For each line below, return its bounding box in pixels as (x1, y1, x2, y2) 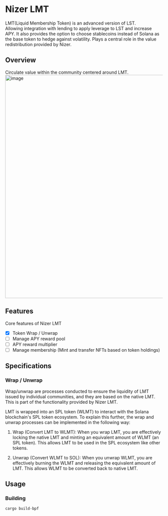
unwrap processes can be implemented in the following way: (5, 419, 130, 425)
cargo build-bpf (5, 506, 39, 511)
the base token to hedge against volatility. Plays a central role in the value (5, 36, 156, 42)
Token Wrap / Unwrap (12, 330, 58, 336)
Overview (5, 56, 36, 65)
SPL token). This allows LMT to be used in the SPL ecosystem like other (12, 439, 160, 445)
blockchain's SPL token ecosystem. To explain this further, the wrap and (5, 414, 154, 420)
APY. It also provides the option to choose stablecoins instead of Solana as (5, 31, 159, 37)
